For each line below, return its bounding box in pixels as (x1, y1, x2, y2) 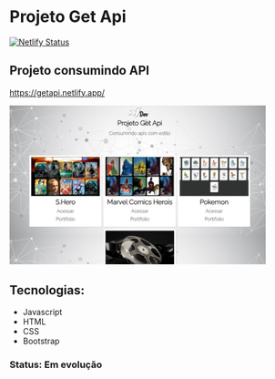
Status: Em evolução (9, 358, 103, 371)
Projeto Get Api (9, 6, 127, 27)
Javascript (22, 307, 63, 318)
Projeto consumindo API (9, 63, 150, 78)
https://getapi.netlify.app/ (9, 87, 106, 97)
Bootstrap (22, 335, 60, 347)
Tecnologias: (9, 282, 85, 298)
